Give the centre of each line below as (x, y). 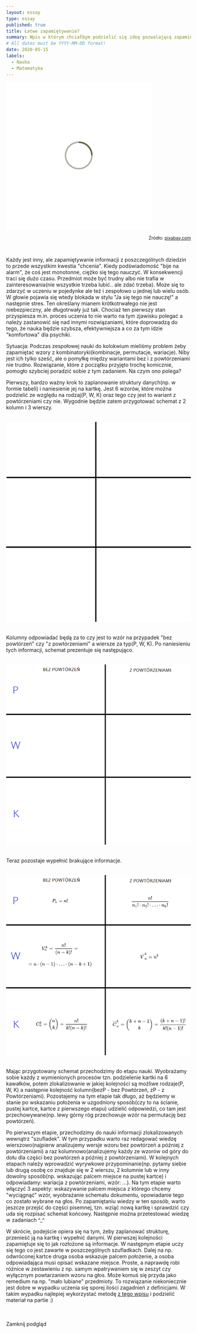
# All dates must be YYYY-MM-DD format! (56, 44)
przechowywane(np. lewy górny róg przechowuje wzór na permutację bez (96, 1115)
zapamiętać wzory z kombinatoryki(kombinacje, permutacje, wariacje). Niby (98, 352)
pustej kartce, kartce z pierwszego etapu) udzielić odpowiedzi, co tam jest (96, 1109)
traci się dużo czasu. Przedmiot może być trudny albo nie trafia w (85, 278)
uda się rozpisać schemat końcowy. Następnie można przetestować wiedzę (98, 1214)
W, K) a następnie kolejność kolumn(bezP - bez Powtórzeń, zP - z (85, 1090)
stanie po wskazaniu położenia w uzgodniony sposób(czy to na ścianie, (93, 1103)
